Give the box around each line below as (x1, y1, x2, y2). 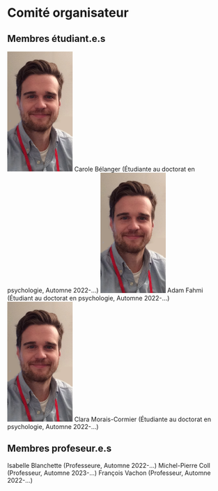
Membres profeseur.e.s (7, 443, 112, 455)
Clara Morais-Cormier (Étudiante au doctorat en (74, 415, 211, 423)
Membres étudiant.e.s (7, 33, 106, 45)
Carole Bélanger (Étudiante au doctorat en (74, 165, 195, 174)
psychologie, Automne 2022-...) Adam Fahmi (7, 286, 203, 294)
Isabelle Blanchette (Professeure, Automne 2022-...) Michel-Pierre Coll (7, 461, 210, 469)
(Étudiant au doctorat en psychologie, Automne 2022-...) (7, 294, 170, 302)
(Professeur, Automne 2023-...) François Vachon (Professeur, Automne (7, 469, 211, 477)
